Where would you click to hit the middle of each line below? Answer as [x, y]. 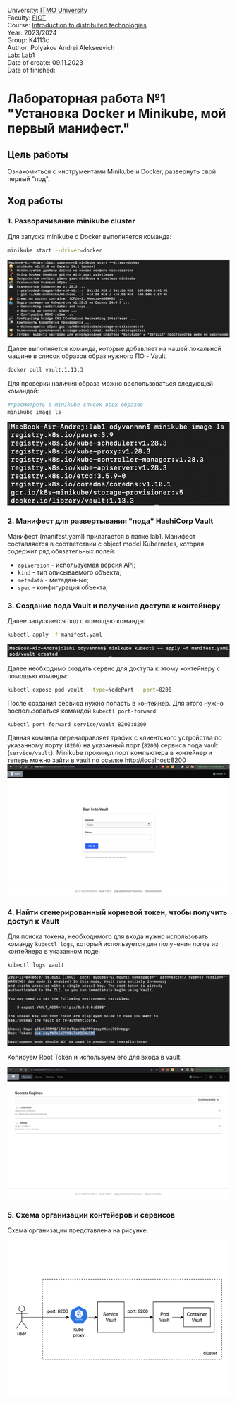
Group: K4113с [28, 40]
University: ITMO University [48, 10]
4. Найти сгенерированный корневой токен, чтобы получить [117, 912]
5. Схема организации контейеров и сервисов [91, 1215]
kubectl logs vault [36, 965]
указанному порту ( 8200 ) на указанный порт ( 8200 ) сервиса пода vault [113, 745]
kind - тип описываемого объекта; [69, 572]
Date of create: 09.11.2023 [45, 62]
